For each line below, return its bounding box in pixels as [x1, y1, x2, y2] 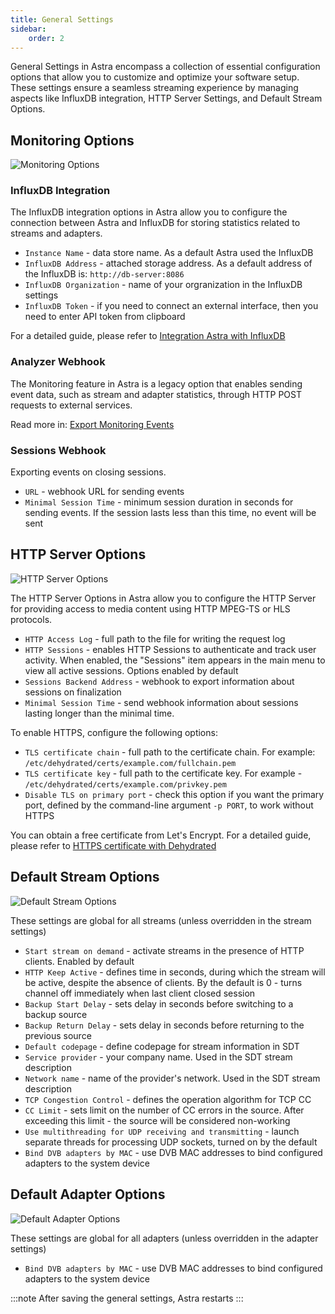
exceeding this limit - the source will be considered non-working [24, 1114, 291, 1126]
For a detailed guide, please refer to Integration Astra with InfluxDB [10, 330, 286, 342]
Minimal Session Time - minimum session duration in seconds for [24, 496, 294, 508]
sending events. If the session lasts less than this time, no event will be [24, 507, 317, 519]
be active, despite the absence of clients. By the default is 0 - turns [24, 976, 303, 988]
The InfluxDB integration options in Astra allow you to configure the [10, 206, 288, 218]
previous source [24, 1029, 92, 1041]
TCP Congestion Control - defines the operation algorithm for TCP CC [24, 1093, 312, 1105]
